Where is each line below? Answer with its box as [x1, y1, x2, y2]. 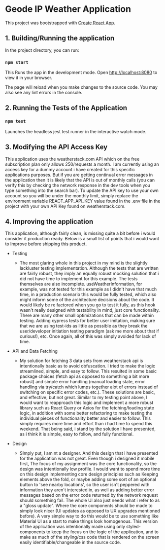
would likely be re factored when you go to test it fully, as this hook [19, 302, 156, 308]
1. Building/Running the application [5, 34, 115, 42]
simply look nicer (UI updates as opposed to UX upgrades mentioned [19, 508, 160, 514]
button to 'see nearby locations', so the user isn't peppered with [19, 482, 150, 488]
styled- [126, 524, 141, 530]
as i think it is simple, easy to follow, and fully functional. [19, 431, 134, 437]
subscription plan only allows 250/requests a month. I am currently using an [5, 161, 159, 167]
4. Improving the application [5, 217, 94, 225]
